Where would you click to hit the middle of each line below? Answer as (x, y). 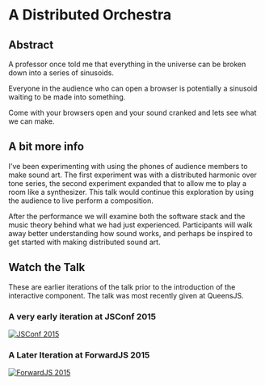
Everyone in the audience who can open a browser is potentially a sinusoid (133, 88)
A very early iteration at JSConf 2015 (82, 316)
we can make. (32, 121)
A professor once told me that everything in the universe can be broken (127, 64)
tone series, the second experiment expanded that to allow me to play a (128, 183)
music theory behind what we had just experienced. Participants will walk (130, 225)
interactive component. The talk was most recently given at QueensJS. (126, 295)
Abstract (31, 45)
